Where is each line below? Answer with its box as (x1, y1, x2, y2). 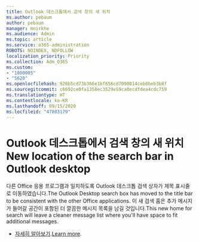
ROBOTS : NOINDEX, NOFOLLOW (6, 48, 74, 54)
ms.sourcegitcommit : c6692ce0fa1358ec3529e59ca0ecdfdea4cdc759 (6, 87, 167, 93)
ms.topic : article (6, 36, 52, 42)
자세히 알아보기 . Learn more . (14, 230, 82, 238)
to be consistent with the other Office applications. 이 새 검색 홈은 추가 (6, 198, 177, 205)
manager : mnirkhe (6, 25, 50, 32)
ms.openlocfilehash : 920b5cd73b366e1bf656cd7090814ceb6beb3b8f (6, 81, 167, 87)
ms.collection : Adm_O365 (6, 59, 68, 64)
